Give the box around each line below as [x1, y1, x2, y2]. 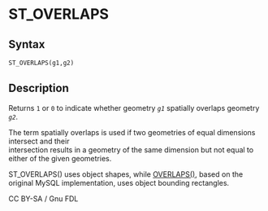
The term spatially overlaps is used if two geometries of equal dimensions [8, 127, 256, 137]
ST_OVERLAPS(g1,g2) [8, 59, 75, 67]
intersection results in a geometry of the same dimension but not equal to [8, 144, 254, 155]
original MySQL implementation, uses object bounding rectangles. [8, 178, 230, 187]
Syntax [8, 37, 45, 51]
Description [8, 81, 69, 95]
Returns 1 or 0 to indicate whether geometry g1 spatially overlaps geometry [8, 103, 260, 112]
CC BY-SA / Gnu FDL [8, 193, 79, 204]
